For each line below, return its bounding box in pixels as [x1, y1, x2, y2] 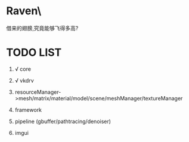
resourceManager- [14, 88, 61, 96]
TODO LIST [6, 46, 62, 59]
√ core [14, 65, 32, 72]
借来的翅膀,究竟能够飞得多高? [6, 24, 79, 31]
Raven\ [6, 4, 42, 18]
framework [14, 106, 42, 113]
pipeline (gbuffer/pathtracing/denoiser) [14, 118, 111, 125]
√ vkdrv [14, 77, 34, 84]
